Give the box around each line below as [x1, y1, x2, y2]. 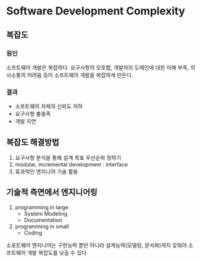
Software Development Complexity [6, 4, 185, 18]
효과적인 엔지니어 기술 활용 [14, 168, 78, 175]
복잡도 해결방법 [6, 137, 60, 147]
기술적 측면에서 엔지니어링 [6, 187, 97, 198]
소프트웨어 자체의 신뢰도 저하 [14, 103, 83, 110]
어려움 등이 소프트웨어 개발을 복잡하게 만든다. [26, 71, 134, 79]
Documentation [23, 216, 63, 224]
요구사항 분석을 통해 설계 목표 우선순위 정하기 [14, 154, 122, 161]
